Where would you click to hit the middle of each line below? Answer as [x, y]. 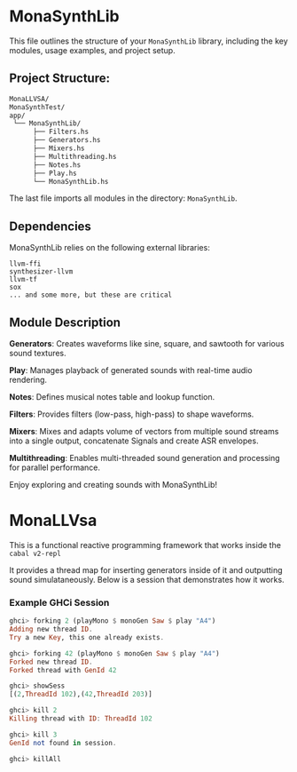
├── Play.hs [55, 173]
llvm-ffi [25, 264]
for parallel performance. [55, 467]
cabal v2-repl [35, 553]
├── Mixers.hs [59, 148]
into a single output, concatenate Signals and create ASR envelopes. [134, 441]
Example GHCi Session [59, 602]
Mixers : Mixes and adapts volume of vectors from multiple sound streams [144, 431]
